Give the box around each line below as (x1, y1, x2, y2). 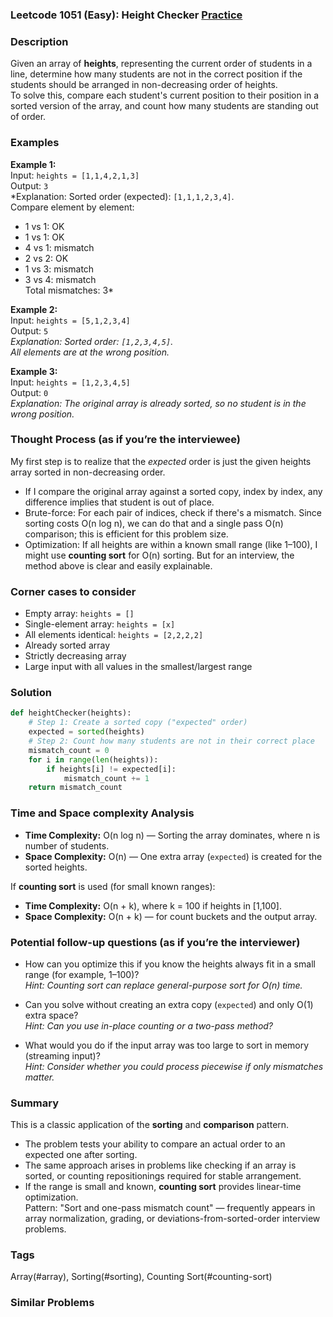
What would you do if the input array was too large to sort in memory (24, 1039, 310, 1051)
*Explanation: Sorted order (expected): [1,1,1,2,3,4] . (10, 190, 235, 202)
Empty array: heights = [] (24, 608, 135, 620)
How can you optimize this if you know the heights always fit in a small (24, 958, 316, 970)
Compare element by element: (10, 201, 135, 213)
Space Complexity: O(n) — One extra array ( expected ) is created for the (24, 850, 323, 862)
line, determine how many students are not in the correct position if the (10, 68, 303, 80)
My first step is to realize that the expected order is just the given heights (10, 455, 312, 467)
